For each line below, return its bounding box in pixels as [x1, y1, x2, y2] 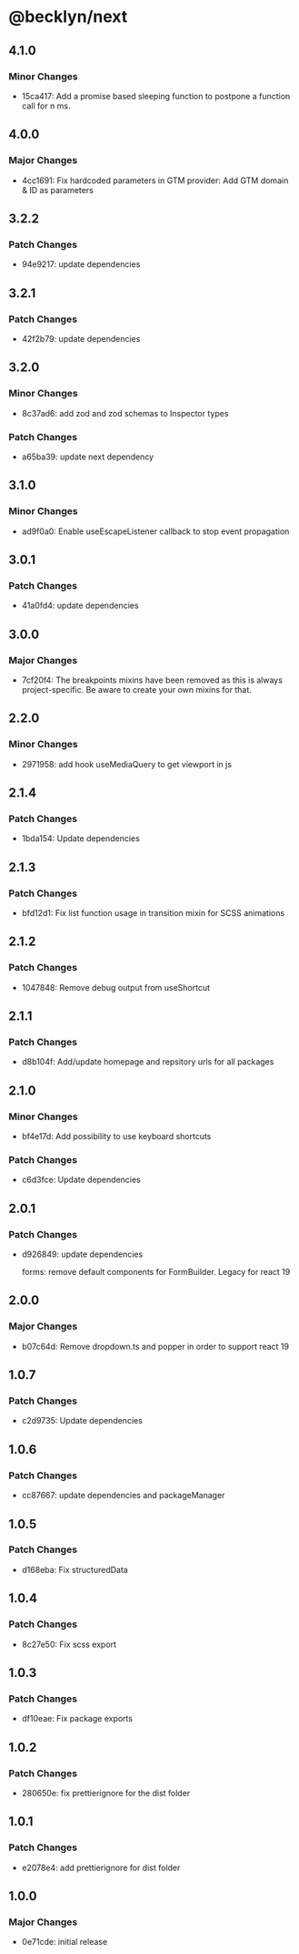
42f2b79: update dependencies [21, 333, 141, 344]
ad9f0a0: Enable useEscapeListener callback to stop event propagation [21, 526, 290, 537]
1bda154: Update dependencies [21, 833, 140, 844]
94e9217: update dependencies [21, 259, 141, 270]
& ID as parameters [21, 184, 95, 195]
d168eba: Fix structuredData [21, 1564, 128, 1575]
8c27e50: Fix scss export [21, 1639, 117, 1650]
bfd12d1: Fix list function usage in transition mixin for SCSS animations [21, 908, 285, 919]
